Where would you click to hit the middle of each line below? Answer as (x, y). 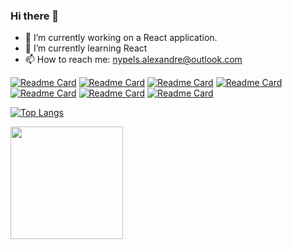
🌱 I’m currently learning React (86, 48)
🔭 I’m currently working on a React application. (121, 38)
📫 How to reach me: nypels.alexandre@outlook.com (133, 60)
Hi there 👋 (35, 16)
